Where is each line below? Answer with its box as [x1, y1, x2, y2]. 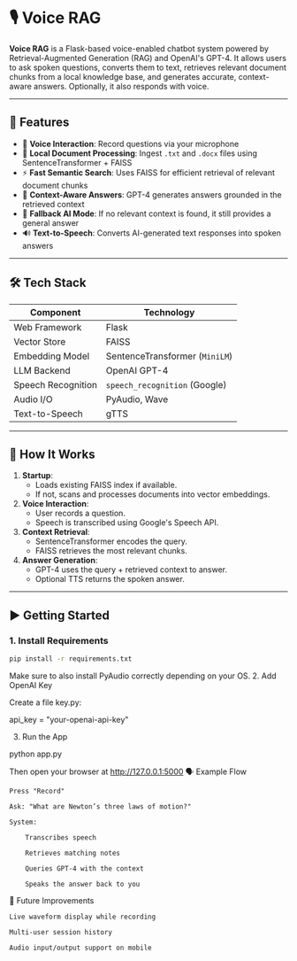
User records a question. [34, 508, 126, 519]
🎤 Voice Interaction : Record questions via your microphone [21, 138, 240, 149]
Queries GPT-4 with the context [25, 864, 144, 873]
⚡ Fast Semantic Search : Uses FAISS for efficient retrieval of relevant [21, 167, 276, 178]
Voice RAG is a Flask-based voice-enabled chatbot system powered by [9, 43, 270, 54]
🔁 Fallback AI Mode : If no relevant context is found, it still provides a [21, 208, 271, 219]
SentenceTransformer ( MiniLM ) [105, 350, 233, 362]
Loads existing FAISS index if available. [34, 480, 178, 491]
